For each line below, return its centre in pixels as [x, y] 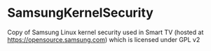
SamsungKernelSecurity [81, 13]
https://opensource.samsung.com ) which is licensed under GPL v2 [104, 39]
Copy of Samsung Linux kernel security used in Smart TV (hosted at [105, 32]
